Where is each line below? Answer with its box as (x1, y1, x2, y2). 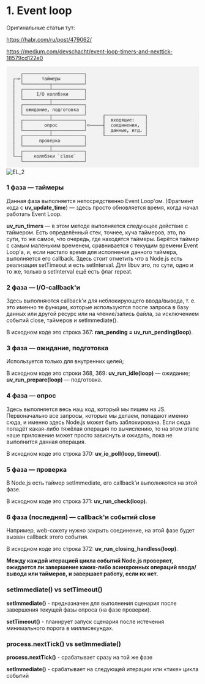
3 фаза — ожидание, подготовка (6, 344, 109, 353)
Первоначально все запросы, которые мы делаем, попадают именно (6, 412, 188, 419)
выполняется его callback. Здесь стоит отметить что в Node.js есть (6, 255, 183, 262)
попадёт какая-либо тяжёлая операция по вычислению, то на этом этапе (6, 425, 199, 432)
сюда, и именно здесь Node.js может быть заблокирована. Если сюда (6, 418, 191, 426)
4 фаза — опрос (6, 391, 56, 400)
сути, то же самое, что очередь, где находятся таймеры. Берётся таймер (6, 235, 199, 242)
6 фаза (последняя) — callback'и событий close (6, 513, 156, 521)
